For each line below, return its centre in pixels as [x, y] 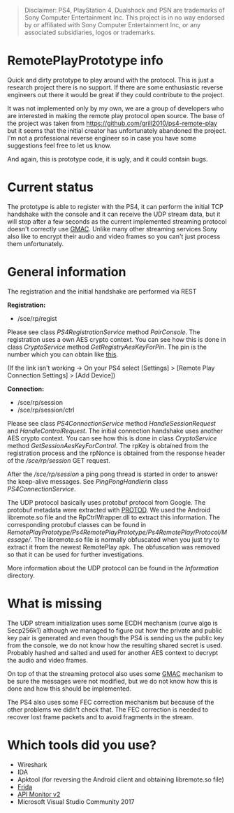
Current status [51, 187]
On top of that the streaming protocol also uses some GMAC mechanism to [115, 673]
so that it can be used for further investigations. [76, 554]
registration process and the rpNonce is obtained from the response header [116, 453]
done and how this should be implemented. [69, 689]
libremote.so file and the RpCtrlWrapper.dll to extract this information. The [114, 517]
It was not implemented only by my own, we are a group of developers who [116, 108]
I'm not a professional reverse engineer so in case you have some [102, 138]
